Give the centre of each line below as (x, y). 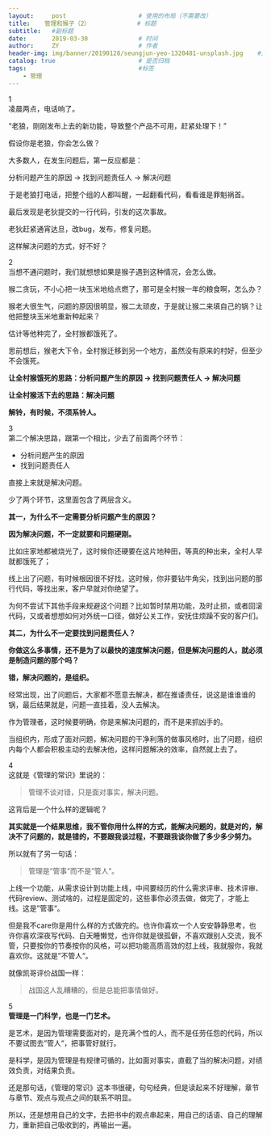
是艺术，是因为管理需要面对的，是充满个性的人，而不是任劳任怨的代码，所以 (135, 1033)
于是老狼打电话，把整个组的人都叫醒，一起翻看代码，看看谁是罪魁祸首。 (128, 194)
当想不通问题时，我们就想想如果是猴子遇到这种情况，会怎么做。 (114, 272)
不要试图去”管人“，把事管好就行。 (65, 1042)
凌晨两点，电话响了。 (44, 108)
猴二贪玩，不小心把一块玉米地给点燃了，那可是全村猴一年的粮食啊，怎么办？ (135, 288)
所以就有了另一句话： (44, 853)
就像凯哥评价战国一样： (47, 973)
